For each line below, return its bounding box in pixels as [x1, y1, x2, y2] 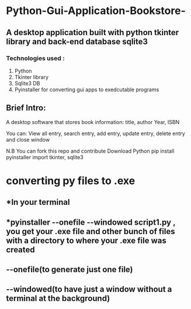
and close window [6, 136, 50, 143]
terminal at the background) [6, 294, 110, 304]
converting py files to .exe [6, 174, 136, 187]
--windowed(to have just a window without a [6, 284, 172, 294]
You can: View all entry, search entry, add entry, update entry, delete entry [6, 130, 185, 137]
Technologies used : [6, 54, 65, 62]
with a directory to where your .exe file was [6, 235, 166, 245]
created [6, 245, 35, 255]
